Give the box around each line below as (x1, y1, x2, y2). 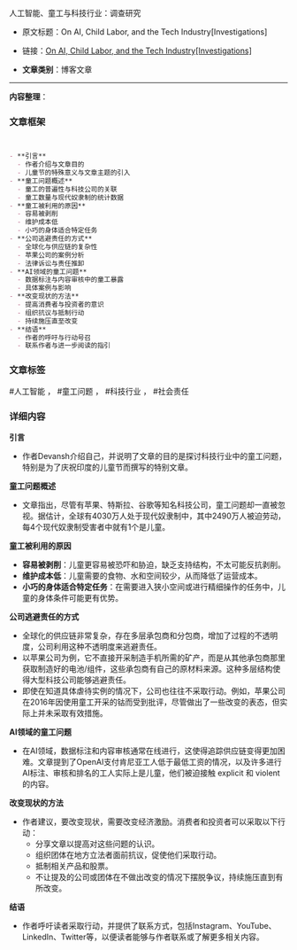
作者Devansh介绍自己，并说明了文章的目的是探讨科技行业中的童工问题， (21, 450, 287, 461)
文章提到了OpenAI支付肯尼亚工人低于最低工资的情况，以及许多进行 (37, 756, 282, 767)
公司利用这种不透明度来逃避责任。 (37, 641, 162, 651)
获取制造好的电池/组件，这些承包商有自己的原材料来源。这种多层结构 (21, 663, 273, 674)
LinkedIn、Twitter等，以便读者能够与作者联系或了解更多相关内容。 (21, 931, 264, 942)
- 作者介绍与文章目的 (17, 160, 85, 169)
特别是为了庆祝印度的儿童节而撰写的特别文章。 (21, 462, 193, 472)
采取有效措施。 (52, 707, 108, 718)
